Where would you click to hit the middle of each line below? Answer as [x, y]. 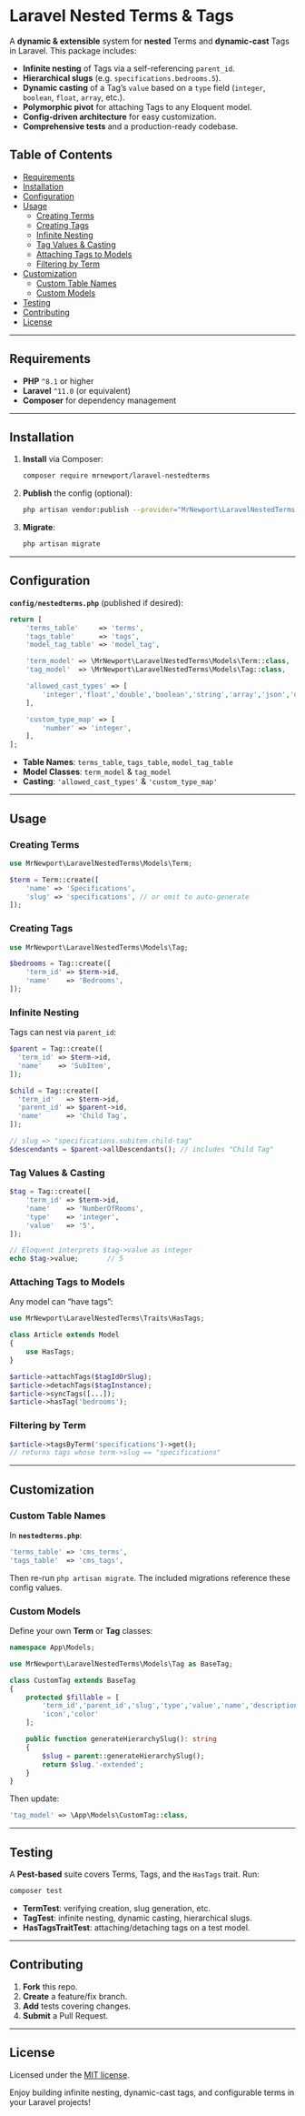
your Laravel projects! [50, 2101]
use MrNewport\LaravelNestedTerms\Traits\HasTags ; [107, 1319]
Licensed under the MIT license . [69, 2074]
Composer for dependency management [99, 400]
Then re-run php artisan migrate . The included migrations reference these [150, 1577]
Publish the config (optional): [78, 493]
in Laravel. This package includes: [73, 50]
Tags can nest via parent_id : [63, 1033]
